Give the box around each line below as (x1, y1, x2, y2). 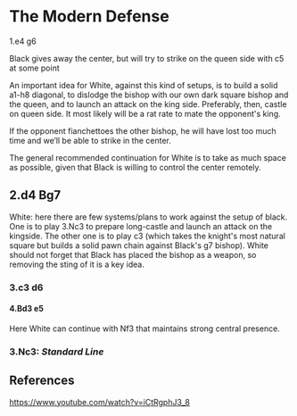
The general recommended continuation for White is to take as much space (9, 152, 287, 162)
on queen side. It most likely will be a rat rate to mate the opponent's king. (9, 108, 281, 119)
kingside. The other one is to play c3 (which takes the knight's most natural (9, 230, 285, 241)
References (9, 373, 75, 388)
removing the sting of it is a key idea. (9, 259, 144, 270)
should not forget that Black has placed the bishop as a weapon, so (9, 249, 257, 260)
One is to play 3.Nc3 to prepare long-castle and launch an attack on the (9, 220, 273, 231)
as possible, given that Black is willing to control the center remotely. (9, 162, 261, 172)
